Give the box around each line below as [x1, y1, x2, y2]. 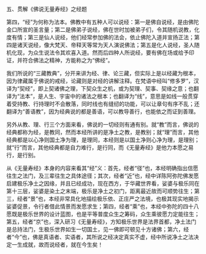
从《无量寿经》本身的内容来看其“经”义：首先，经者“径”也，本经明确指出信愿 [6, 165, 199, 171]
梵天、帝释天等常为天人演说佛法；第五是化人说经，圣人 [54, 42, 194, 48]
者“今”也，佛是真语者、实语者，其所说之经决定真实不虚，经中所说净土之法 [6, 233, 194, 241]
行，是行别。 [6, 152, 39, 159]
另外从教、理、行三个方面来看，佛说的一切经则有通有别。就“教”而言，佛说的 [6, 121, 199, 128]
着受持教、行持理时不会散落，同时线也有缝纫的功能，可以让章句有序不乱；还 [6, 100, 200, 107]
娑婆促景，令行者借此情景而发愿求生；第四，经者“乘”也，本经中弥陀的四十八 [6, 203, 199, 210]
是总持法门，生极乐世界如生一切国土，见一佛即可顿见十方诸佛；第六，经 [6, 226, 189, 233]
